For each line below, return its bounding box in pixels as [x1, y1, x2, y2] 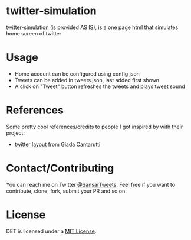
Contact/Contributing [6, 161, 114, 175]
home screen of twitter [6, 30, 62, 37]
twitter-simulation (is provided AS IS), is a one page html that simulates [6, 24, 179, 31]
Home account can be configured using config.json [14, 70, 140, 77]
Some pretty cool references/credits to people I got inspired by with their [6, 123, 183, 130]
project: [6, 129, 25, 137]
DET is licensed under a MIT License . [6, 228, 97, 235]
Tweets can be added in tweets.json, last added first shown [14, 76, 160, 83]
